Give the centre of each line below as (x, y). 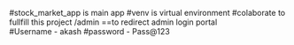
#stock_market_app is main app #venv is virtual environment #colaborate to (147, 13)
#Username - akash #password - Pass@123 (89, 31)
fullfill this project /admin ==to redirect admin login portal (113, 22)
